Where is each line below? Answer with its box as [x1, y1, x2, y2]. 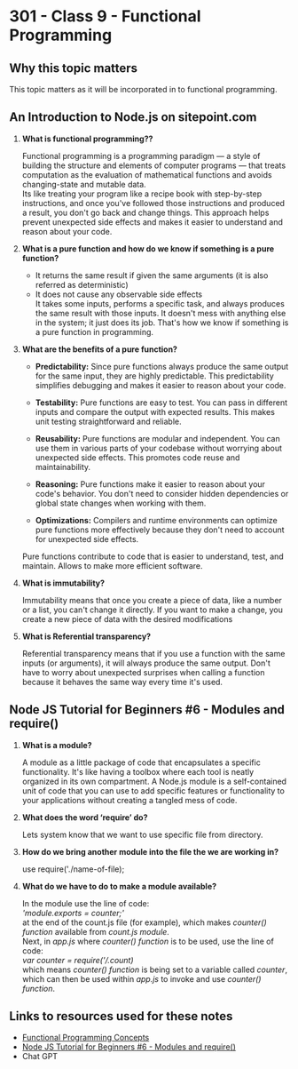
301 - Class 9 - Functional [9, 6, 201, 27]
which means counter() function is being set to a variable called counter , [21, 964, 288, 975]
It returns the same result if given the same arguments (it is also [35, 269, 269, 281]
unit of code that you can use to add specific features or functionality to [21, 785, 286, 796]
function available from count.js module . [21, 926, 170, 937]
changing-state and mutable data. [21, 179, 146, 189]
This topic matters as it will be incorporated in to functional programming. [9, 84, 278, 94]
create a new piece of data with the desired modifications [21, 613, 233, 624]
